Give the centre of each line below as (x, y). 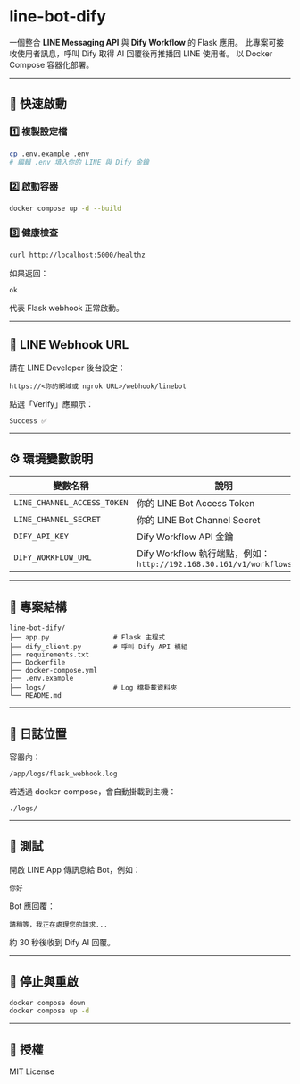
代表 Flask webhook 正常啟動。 (67, 308)
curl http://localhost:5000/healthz (77, 255)
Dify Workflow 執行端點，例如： (204, 554)
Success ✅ (28, 421)
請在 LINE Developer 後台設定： (67, 368)
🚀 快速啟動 (38, 104)
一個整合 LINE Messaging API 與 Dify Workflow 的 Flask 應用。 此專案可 (143, 42)
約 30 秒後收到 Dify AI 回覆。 (62, 942)
